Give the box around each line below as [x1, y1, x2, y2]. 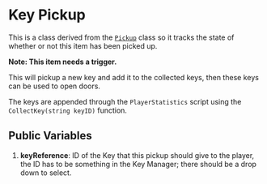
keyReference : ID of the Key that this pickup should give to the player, [19, 150, 255, 160]
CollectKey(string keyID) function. [8, 105, 128, 115]
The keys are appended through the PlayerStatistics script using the [8, 96, 242, 106]
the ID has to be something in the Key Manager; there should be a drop [19, 159, 257, 169]
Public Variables [8, 129, 92, 143]
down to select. [19, 168, 72, 178]
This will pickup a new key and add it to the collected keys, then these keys [8, 72, 259, 82]
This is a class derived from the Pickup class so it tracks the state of [8, 32, 235, 42]
